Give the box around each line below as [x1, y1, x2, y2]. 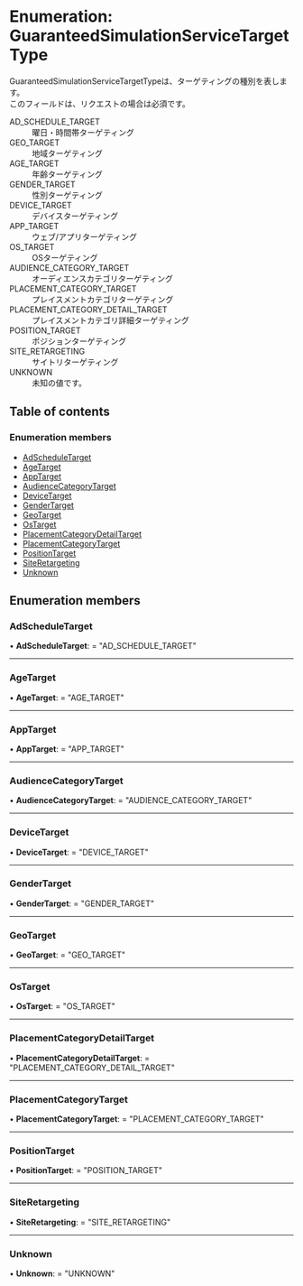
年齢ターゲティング [32, 169, 104, 180]
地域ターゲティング [32, 147, 104, 159]
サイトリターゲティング [32, 356, 119, 367]
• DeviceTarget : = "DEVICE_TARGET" [9, 847, 149, 857]
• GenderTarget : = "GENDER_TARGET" [9, 898, 155, 909]
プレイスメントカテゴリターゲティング [32, 293, 174, 304]
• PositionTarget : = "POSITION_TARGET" [9, 1165, 163, 1176]
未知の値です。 [32, 377, 87, 388]
